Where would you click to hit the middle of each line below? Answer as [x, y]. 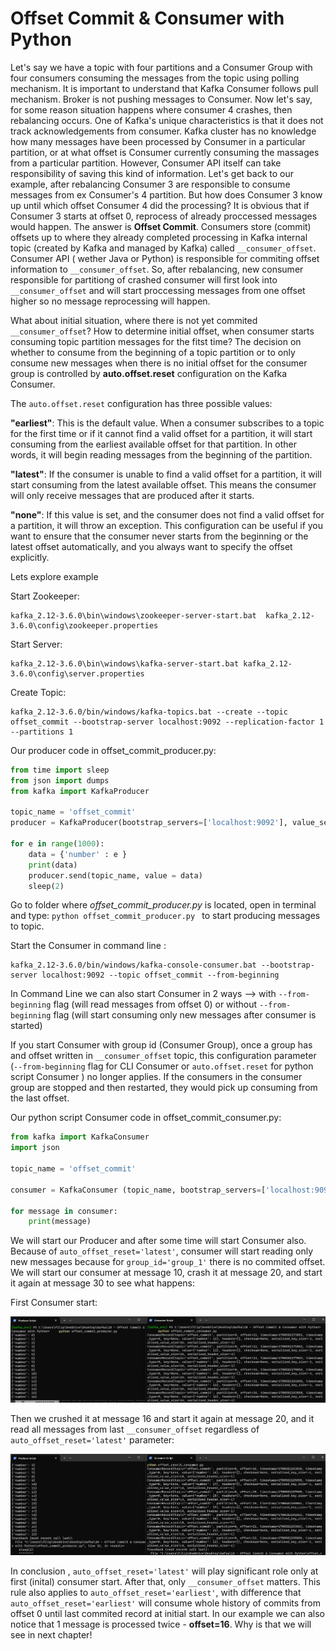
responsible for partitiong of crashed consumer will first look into [144, 279]
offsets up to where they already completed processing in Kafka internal [159, 237]
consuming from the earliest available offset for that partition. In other [153, 444]
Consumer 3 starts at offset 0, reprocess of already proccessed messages [164, 216]
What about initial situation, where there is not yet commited [134, 320]
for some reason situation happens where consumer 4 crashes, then [151, 109]
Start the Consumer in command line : [88, 946]
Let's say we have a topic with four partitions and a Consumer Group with [161, 67]
